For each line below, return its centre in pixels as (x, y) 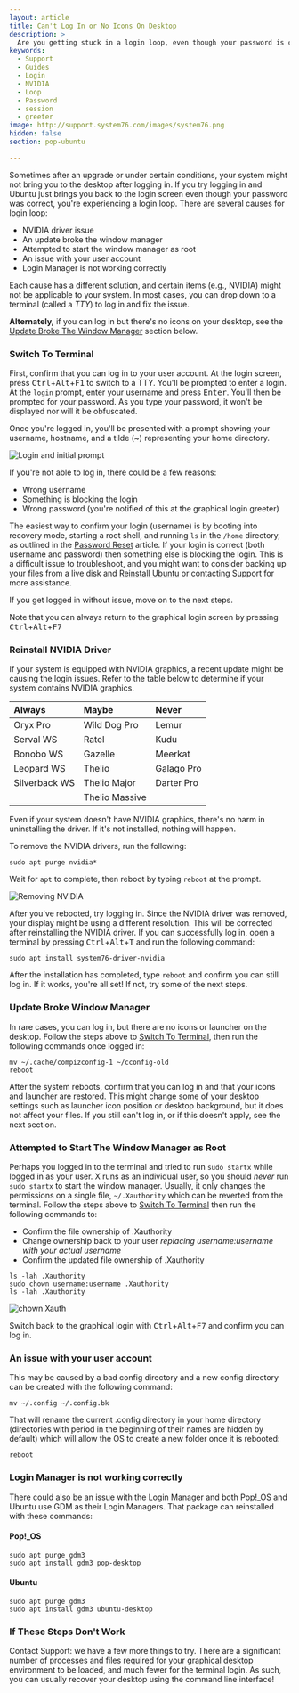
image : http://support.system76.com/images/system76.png (117, 126)
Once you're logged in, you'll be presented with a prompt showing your (140, 429)
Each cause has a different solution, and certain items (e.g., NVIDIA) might (145, 285)
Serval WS (36, 740)
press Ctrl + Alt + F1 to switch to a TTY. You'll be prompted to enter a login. (148, 383)
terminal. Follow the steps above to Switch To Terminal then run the (133, 1205)
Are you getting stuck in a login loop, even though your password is (151, 42)
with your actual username (72, 1250)
